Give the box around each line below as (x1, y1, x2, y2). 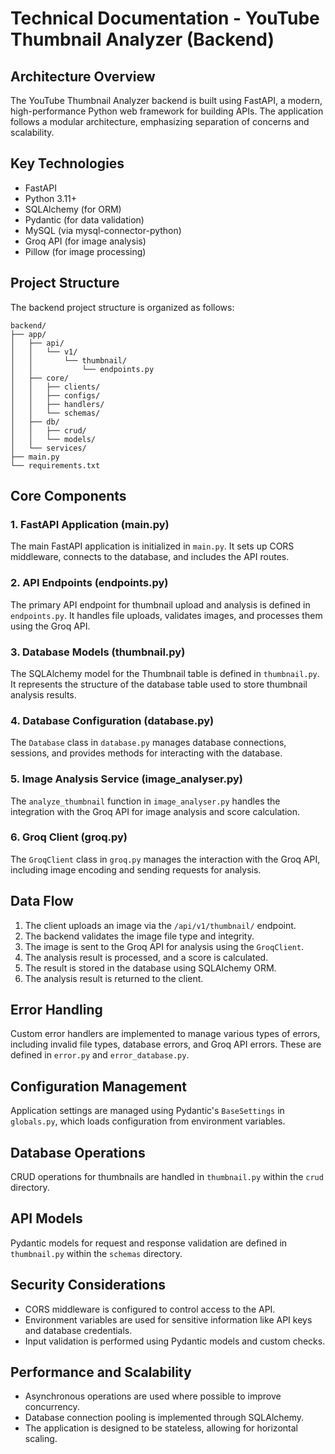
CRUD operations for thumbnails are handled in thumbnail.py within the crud (10, 1171, 324, 1183)
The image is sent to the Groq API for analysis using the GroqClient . (24, 940, 305, 952)
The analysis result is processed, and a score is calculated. (24, 951, 269, 963)
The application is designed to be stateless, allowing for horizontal (24, 1422, 298, 1434)
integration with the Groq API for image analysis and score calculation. (10, 805, 300, 817)
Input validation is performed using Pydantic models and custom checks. (24, 1335, 326, 1347)
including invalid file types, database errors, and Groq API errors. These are (10, 1038, 322, 1051)
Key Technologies (10, 155, 125, 172)
